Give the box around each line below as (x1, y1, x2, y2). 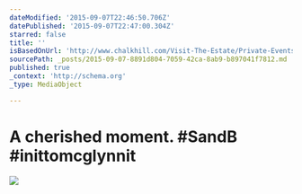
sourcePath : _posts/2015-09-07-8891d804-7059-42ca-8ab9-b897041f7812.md (9, 55, 288, 64)
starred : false (9, 30, 67, 39)
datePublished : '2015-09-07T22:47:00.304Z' (9, 22, 175, 31)
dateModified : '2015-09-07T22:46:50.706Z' (9, 13, 171, 22)
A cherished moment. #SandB (9, 127, 238, 146)
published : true (9, 64, 70, 73)
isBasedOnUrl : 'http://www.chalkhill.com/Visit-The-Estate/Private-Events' (9, 47, 299, 56)
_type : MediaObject (9, 80, 83, 89)
